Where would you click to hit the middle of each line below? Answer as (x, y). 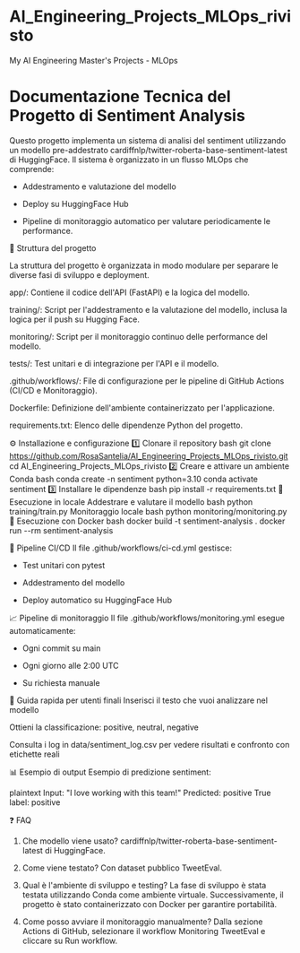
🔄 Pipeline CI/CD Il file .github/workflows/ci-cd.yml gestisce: (121, 548)
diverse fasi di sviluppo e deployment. (79, 274)
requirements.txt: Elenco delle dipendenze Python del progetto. (126, 425)
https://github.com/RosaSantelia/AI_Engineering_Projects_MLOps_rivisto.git (149, 455)
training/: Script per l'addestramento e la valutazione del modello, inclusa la (149, 309)
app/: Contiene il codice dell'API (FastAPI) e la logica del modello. (130, 292)
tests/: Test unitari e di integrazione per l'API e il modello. (114, 363)
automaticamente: (43, 630)
